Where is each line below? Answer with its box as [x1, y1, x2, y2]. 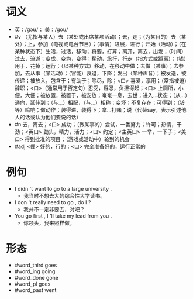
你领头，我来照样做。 [23, 219, 75, 226]
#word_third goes [14, 262, 57, 269]
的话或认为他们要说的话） [19, 114, 82, 121]
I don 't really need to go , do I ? [14, 198, 91, 205]
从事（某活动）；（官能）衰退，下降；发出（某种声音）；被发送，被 [30, 70, 187, 77]
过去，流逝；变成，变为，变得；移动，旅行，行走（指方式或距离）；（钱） [14, 55, 189, 62]
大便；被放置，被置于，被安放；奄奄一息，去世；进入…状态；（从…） [25, 91, 190, 98]
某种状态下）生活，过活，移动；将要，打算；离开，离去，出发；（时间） [14, 47, 187, 54]
